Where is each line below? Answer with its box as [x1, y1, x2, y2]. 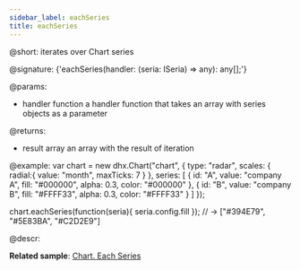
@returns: [9, 125, 47, 135]
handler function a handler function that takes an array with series [21, 98, 266, 109]
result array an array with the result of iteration [21, 143, 194, 153]
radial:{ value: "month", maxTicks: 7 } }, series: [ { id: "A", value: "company [9, 170, 282, 180]
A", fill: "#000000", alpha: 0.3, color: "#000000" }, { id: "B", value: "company [9, 179, 292, 189]
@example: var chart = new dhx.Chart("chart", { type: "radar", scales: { [9, 160, 271, 170]
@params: [9, 81, 47, 91]
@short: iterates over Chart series [9, 46, 134, 57]
